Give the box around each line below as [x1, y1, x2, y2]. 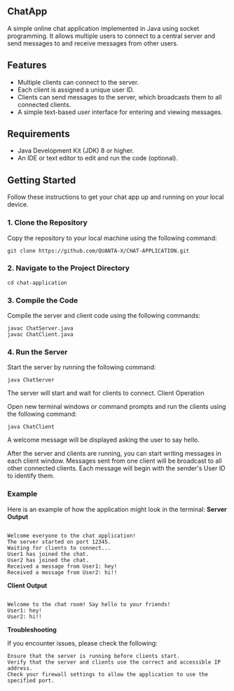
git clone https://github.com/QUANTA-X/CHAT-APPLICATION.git [7, 247, 190, 254]
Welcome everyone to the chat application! [7, 532, 137, 539]
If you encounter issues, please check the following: [7, 638, 158, 647]
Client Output [7, 581, 48, 589]
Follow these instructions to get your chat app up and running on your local [7, 193, 224, 202]
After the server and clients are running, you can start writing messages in [7, 449, 222, 458]
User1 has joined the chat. [7, 550, 90, 557]
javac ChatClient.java [7, 331, 74, 338]
